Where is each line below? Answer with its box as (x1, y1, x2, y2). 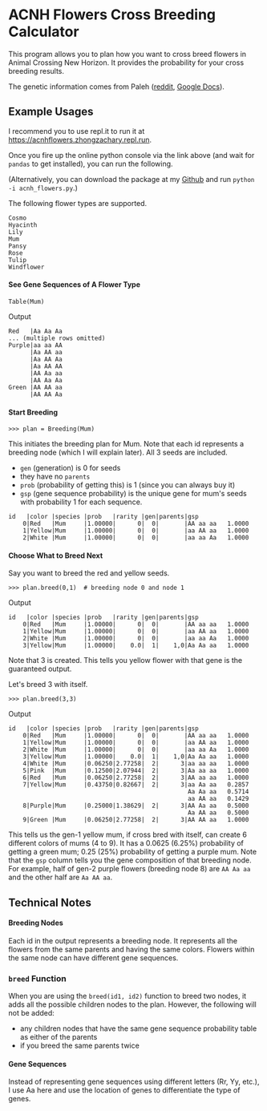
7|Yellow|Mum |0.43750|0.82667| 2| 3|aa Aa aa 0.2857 (22, 781, 249, 789)
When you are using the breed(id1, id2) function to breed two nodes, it (8, 992, 247, 1001)
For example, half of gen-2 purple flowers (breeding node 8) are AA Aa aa (8, 864, 251, 874)
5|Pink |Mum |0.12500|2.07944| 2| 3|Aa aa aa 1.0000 (22, 767, 249, 775)
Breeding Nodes (8, 918, 64, 927)
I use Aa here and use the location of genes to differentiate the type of (8, 1085, 241, 1095)
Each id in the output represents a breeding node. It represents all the (8, 935, 238, 945)
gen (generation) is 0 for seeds (19, 463, 121, 473)
